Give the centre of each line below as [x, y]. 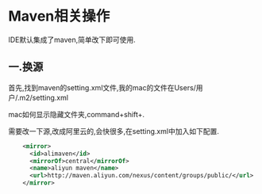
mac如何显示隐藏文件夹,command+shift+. [77, 114]
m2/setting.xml [44, 97]
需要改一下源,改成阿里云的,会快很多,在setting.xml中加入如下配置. [114, 131]
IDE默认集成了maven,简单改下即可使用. [72, 40]
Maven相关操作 [59, 16]
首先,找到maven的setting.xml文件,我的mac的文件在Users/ [102, 87]
